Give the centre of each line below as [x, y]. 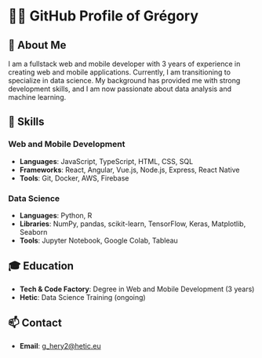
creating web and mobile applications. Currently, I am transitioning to [120, 72]
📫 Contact [35, 323]
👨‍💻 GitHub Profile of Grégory [103, 16]
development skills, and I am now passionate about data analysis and [120, 89]
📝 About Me [37, 45]
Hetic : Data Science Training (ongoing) [83, 297]
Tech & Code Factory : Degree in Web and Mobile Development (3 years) [137, 289]
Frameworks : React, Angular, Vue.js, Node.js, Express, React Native [129, 170]
